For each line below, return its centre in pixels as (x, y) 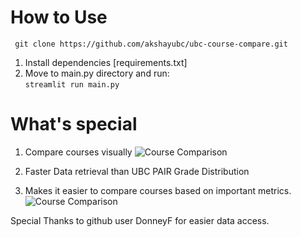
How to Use (59, 17)
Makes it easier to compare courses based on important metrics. (158, 190)
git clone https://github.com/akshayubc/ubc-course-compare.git (151, 44)
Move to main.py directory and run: (97, 73)
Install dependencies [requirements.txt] (106, 62)
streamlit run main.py (72, 84)
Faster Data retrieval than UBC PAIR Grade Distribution (137, 171)
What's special (74, 124)
